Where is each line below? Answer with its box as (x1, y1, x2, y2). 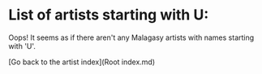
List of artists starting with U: (8, 6, 209, 24)
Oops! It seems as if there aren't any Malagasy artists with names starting (8, 33, 255, 42)
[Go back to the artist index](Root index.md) (8, 57, 156, 67)
